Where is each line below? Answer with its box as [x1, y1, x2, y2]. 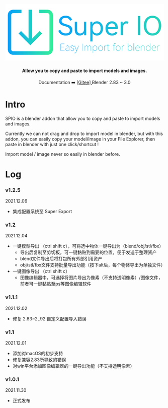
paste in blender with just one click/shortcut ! [5, 141, 99, 147]
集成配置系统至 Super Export [12, 209, 72, 215]
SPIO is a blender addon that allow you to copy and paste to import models [5, 115, 160, 121]
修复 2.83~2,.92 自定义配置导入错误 [12, 315, 87, 321]
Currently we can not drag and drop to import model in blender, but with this [5, 130, 163, 137]
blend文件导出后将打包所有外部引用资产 [20, 256, 103, 262]
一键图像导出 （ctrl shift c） [12, 268, 70, 275]
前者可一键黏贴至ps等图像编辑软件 [20, 281, 92, 287]
